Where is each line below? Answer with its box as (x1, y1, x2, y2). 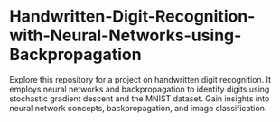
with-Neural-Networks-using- (9, 25, 242, 46)
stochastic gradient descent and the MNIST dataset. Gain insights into (9, 92, 270, 104)
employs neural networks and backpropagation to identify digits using (9, 83, 270, 94)
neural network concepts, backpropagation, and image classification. (9, 102, 267, 113)
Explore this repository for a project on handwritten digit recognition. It (9, 74, 272, 84)
